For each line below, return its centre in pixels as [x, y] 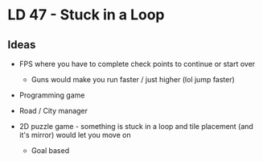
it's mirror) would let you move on [75, 135]
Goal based [50, 150]
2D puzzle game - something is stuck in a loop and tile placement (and [136, 126]
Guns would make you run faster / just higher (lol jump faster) [133, 79]
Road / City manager [53, 111]
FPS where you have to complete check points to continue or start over [137, 64]
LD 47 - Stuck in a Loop [86, 15]
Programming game [52, 95]
